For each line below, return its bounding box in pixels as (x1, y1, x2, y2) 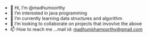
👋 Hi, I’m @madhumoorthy (10, 5, 65, 10)
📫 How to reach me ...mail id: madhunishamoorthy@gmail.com (10, 26, 143, 32)
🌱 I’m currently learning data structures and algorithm (10, 15, 123, 21)
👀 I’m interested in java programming (10, 10, 87, 16)
